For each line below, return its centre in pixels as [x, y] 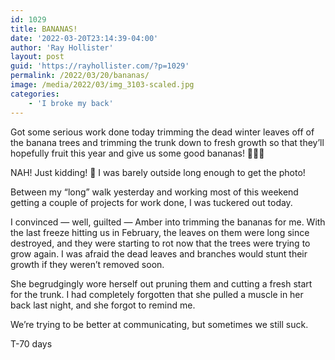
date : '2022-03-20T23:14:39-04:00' [84, 38]
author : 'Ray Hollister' [62, 47]
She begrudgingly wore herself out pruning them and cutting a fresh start [161, 283]
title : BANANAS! [44, 29]
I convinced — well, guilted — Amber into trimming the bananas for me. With [168, 222]
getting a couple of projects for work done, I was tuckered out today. [151, 202]
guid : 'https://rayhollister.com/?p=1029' [100, 66]
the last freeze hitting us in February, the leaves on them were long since [160, 232]
